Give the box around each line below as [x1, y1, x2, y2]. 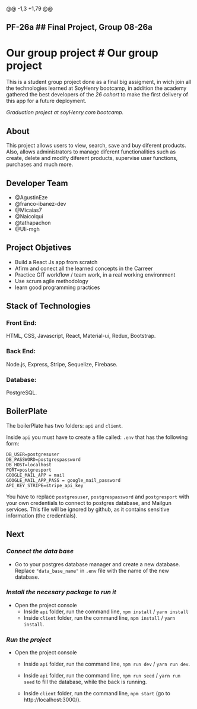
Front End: [6, 319, 37, 327]
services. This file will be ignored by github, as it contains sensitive [6, 506, 170, 513]
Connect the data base [6, 547, 74, 556]
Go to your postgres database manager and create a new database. [14, 560, 180, 567]
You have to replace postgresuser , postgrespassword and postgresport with [6, 493, 190, 500]
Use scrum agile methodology [14, 277, 89, 284]
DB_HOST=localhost [6, 462, 52, 468]
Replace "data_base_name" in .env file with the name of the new [14, 567, 169, 574]
